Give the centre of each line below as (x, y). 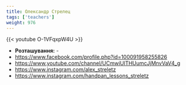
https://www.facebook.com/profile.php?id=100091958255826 (91, 57)
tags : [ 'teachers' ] (30, 17)
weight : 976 (21, 22)
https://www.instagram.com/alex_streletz (65, 70)
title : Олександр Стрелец (38, 12)
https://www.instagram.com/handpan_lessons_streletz (82, 76)
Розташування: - (37, 51)
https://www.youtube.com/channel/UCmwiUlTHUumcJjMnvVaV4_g (97, 63)
